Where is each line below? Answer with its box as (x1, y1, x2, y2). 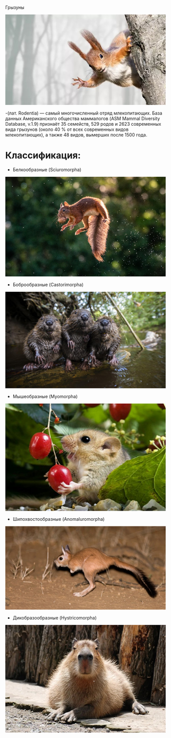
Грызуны (5, 5, 24, 10)
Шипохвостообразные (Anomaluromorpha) (12, 516, 105, 522)
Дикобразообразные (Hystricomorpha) (12, 615, 97, 621)
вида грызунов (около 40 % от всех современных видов (5, 126, 129, 132)
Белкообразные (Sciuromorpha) (12, 167, 81, 173)
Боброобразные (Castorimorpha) (12, 281, 84, 288)
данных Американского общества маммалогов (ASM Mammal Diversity (5, 116, 160, 122)
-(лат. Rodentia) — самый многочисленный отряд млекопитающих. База (5, 110, 163, 117)
